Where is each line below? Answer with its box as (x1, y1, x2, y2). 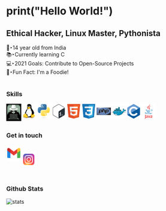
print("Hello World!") (6, 4, 113, 18)
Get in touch (6, 131, 43, 139)
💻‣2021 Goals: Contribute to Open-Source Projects (6, 60, 134, 67)
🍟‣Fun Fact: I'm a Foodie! (6, 69, 69, 76)
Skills (6, 90, 23, 98)
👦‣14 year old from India (6, 44, 67, 51)
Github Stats (6, 185, 44, 193)
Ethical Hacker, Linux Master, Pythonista (6, 28, 161, 38)
